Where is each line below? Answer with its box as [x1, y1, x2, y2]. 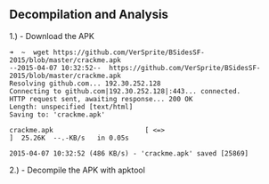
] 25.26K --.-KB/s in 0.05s [9, 133, 129, 142]
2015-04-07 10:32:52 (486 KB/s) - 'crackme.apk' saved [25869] [9, 148, 249, 158]
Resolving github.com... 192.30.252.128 [9, 79, 162, 88]
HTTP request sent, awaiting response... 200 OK [9, 94, 193, 103]
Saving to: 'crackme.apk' [9, 110, 105, 119]
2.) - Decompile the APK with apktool [9, 164, 145, 175]
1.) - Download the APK [9, 30, 95, 41]
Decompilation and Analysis [9, 7, 169, 22]
